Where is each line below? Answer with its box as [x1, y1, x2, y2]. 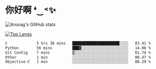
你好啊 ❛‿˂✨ [5, 4, 56, 16]
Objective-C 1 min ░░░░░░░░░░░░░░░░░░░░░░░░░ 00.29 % [5, 59, 151, 64]
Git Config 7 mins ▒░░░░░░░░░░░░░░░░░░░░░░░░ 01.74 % [5, 50, 151, 55]
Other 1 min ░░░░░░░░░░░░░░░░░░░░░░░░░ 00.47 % [5, 54, 151, 60]
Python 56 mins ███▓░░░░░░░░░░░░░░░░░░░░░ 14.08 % [5, 45, 151, 50]
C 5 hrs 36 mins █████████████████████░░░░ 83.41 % [5, 40, 151, 45]
